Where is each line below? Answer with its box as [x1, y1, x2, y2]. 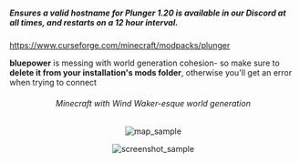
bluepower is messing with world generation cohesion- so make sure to [9, 57, 280, 68]
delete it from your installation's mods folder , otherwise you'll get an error [9, 66, 293, 77]
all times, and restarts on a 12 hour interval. [9, 16, 179, 27]
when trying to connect [9, 76, 98, 87]
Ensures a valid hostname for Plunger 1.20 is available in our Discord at [9, 7, 286, 18]
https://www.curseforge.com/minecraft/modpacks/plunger [9, 39, 231, 50]
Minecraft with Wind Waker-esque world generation [56, 97, 251, 108]
